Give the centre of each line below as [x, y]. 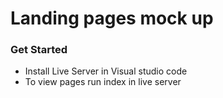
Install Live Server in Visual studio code [106, 71]
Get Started [39, 50]
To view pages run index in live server [103, 82]
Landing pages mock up [112, 18]
